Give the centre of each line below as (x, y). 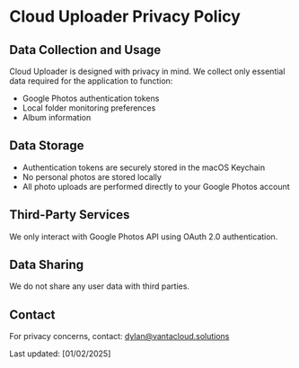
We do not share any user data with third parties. (100, 286)
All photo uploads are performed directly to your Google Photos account (156, 186)
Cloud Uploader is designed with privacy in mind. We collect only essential (147, 71)
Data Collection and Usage (85, 50)
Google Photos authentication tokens (91, 98)
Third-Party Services (70, 215)
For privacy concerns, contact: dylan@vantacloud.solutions (119, 337)
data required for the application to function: (91, 81)
